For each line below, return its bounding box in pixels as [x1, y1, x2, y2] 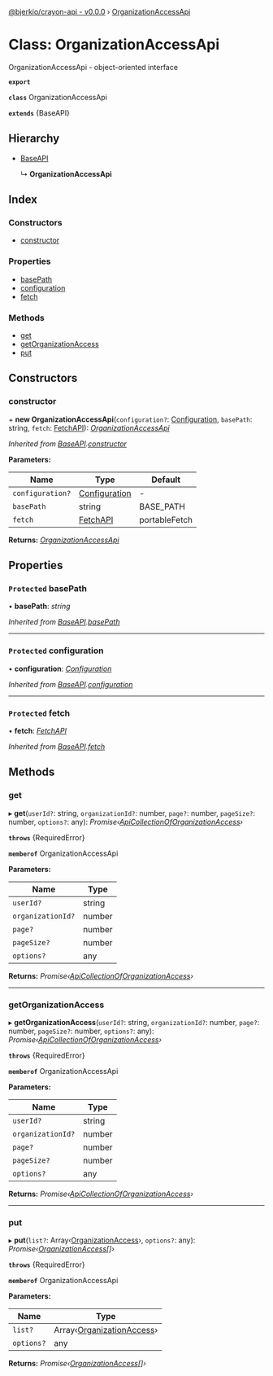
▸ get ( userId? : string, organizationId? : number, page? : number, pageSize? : [8, 808, 256, 817]
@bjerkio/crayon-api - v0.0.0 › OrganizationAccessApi [8, 7, 191, 16]
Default [151, 474, 181, 485]
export [8, 77, 31, 86]
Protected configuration [8, 645, 104, 656]
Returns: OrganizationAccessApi [8, 535, 119, 545]
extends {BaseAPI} [8, 107, 71, 117]
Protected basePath [8, 583, 88, 594]
